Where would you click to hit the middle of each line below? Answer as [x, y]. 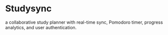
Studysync [28, 9]
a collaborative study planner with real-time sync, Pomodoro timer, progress [84, 22]
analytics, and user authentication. [41, 27]
